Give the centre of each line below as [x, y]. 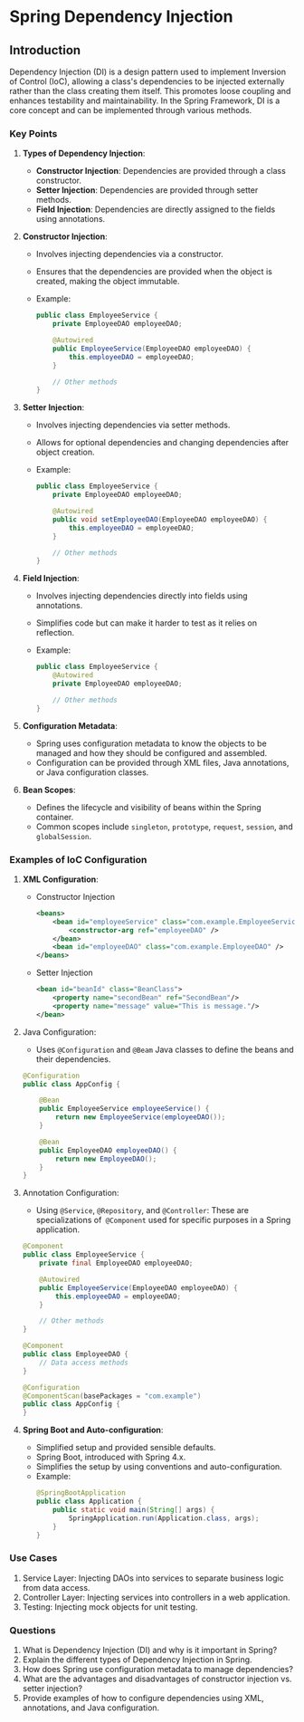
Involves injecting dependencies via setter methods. [133, 425]
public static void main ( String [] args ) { [134, 1509]
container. [55, 817]
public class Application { [89, 1502]
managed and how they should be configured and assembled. [152, 752]
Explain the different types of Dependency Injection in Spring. [137, 1660]
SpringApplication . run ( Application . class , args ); [164, 1518]
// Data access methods [84, 1363]
